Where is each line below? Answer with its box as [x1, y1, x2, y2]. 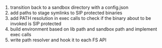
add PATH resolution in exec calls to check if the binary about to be [10, 15, 151, 21]
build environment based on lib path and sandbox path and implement [10, 26, 157, 32]
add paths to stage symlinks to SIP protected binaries [10, 10, 123, 16]
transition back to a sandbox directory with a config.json [10, 5, 129, 10]
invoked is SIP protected [10, 20, 62, 27]
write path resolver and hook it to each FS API [10, 37, 107, 43]
